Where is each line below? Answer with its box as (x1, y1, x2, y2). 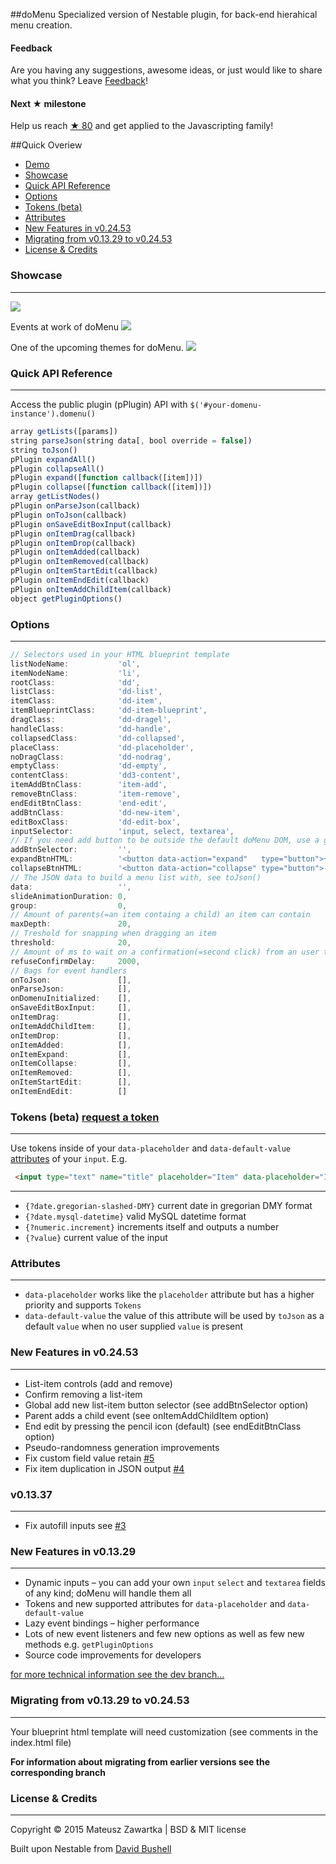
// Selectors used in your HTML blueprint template (10, 649, 230, 659)
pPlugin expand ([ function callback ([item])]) (10, 473, 203, 483)
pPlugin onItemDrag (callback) (10, 529, 137, 539)
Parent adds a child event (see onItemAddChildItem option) (24, 1409, 270, 1421)
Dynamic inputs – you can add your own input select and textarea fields (24, 1577, 326, 1589)
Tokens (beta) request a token (10, 1110, 160, 1124)
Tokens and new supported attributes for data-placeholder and (24, 1598, 286, 1610)
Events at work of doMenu (10, 320, 120, 333)
